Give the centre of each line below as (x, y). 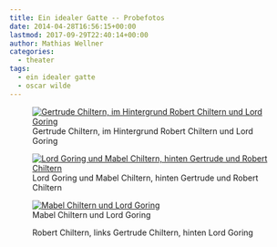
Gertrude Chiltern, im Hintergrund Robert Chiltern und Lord (143, 131)
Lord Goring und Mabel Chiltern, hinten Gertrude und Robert (145, 178)
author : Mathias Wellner (56, 43)
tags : (20, 69)
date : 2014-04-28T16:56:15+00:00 (73, 26)
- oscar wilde (44, 86)
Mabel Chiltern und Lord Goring (92, 214)
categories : (32, 52)
